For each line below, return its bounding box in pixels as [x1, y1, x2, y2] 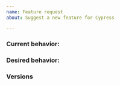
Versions [6, 72, 33, 81]
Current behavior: [6, 40, 60, 49]
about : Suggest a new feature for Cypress [6, 15, 115, 21]
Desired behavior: [6, 56, 60, 64]
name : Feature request [6, 8, 63, 15]
